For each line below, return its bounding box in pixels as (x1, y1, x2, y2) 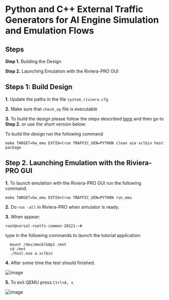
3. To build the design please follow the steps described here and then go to (5, 115, 164, 122)
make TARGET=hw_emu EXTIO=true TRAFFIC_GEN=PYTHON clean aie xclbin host (5, 140, 164, 146)
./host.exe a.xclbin (10, 251, 53, 256)
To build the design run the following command (5, 131, 103, 137)
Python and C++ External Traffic (5, 4, 144, 15)
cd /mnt (10, 246, 26, 252)
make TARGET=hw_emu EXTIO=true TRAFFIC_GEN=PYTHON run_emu (5, 195, 132, 200)
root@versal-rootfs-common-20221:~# (5, 223, 82, 228)
